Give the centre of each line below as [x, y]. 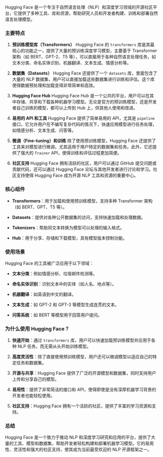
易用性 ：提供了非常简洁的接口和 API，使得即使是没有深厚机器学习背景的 [84, 390]
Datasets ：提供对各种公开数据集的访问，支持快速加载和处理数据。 [79, 217]
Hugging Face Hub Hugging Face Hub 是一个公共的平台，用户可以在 [81, 96]
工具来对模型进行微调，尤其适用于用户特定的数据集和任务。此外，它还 [82, 147]
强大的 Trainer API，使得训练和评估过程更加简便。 [71, 153]
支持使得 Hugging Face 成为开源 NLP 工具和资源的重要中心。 [77, 175]
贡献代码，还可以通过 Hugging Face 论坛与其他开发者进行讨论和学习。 [82, 169]
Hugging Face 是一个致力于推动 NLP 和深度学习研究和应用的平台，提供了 [78, 438]
